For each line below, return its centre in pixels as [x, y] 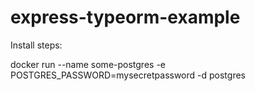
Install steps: [36, 45]
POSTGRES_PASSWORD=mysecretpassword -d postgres [128, 75]
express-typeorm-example [125, 17]
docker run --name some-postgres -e [88, 64]
